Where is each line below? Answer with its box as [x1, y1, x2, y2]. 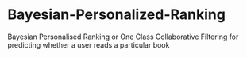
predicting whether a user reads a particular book [7, 40, 170, 49]
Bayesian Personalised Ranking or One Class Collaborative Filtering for [7, 32, 239, 41]
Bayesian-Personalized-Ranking [7, 6, 226, 24]
